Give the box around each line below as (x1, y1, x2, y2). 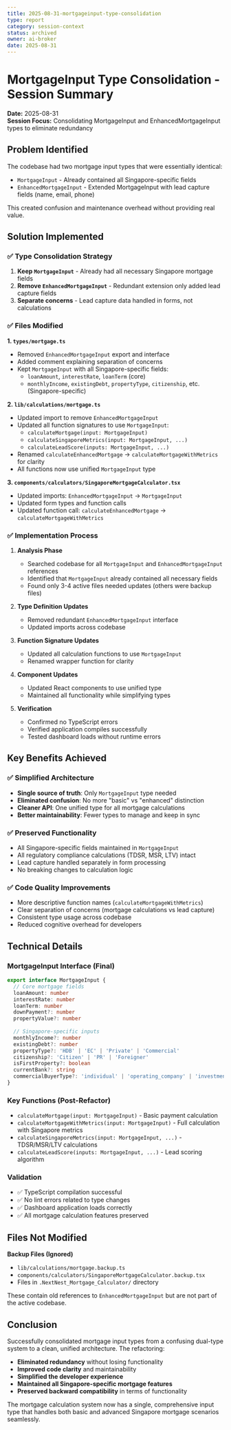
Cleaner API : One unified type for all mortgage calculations (16, 803, 186, 812)
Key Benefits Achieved (7, 752, 107, 764)
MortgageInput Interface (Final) (7, 961, 115, 971)
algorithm (16, 1156, 45, 1164)
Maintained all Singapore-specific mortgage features (16, 1380, 173, 1388)
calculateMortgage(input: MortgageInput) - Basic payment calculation (16, 1111, 219, 1120)
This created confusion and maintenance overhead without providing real (7, 203, 215, 212)
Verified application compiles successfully (27, 725, 148, 734)
